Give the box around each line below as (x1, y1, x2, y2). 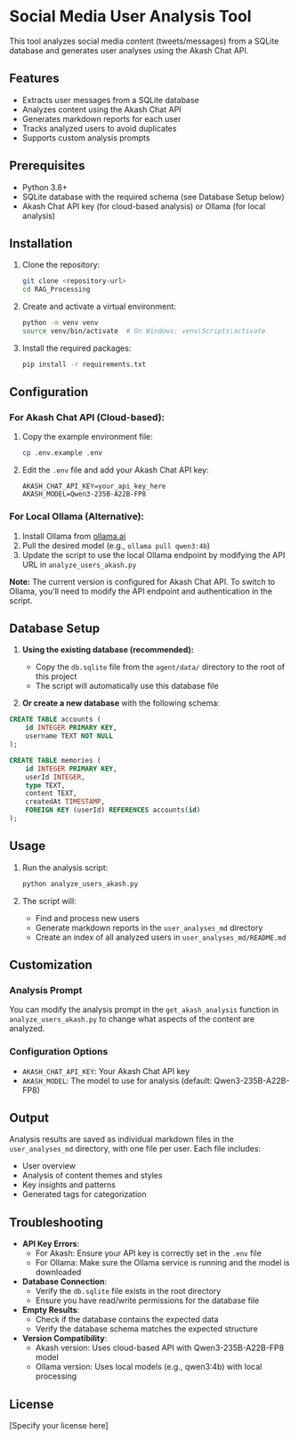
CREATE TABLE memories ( (9, 756, 101, 764)
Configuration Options (9, 1046, 109, 1058)
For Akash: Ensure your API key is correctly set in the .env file (35, 1248, 263, 1258)
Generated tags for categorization (21, 1189, 147, 1200)
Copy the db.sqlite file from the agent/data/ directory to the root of (35, 661, 286, 673)
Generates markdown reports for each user (21, 113, 182, 124)
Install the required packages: (21, 343, 132, 353)
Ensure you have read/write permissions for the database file (35, 1295, 260, 1306)
